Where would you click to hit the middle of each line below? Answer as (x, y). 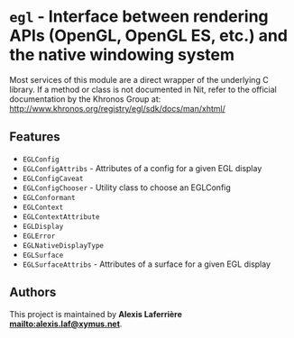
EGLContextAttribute (61, 217)
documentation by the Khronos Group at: (85, 99)
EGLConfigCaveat (53, 178)
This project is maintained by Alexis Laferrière (96, 314)
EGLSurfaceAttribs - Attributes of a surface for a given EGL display (147, 264)
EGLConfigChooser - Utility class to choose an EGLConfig (127, 187)
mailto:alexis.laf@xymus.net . (66, 324)
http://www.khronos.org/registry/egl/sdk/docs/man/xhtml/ (117, 108)
